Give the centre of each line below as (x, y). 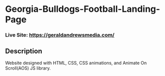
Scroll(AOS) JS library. (28, 68)
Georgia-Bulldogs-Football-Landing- (83, 9)
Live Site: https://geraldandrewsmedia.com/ (60, 35)
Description (24, 51)
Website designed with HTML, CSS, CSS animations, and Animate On (76, 63)
